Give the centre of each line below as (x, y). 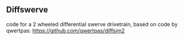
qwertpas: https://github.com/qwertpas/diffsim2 (65, 30)
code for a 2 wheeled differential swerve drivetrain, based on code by (92, 24)
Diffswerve (27, 10)
